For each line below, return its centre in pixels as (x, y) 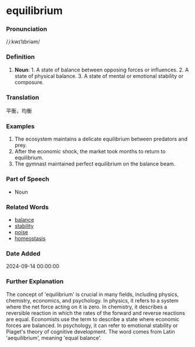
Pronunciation (27, 29)
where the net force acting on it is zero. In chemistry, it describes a (87, 307)
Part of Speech (28, 179)
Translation (23, 97)
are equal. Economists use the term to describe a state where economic (93, 319)
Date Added (23, 253)
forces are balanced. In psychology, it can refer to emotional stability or (92, 325)
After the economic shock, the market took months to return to (90, 152)
